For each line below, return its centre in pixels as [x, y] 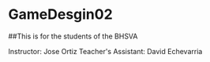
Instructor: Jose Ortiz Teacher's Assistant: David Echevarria [105, 51]
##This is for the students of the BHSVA [73, 36]
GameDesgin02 [60, 15]
